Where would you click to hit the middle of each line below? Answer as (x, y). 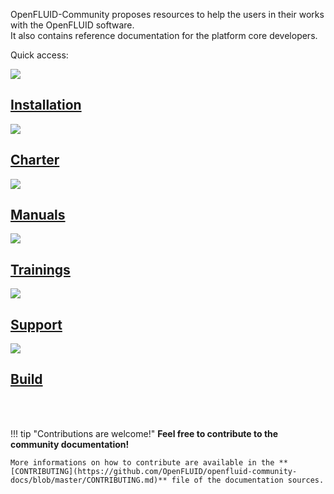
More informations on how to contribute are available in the (142, 462)
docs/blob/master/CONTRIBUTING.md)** (89, 480)
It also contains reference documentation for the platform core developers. (164, 35)
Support (36, 324)
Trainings (40, 269)
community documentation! (70, 444)
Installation (46, 105)
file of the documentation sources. (248, 480)
